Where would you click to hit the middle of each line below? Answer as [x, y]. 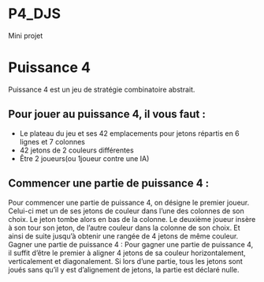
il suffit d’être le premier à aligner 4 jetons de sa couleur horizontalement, [127, 253]
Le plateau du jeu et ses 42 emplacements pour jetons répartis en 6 [130, 133]
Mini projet [26, 36]
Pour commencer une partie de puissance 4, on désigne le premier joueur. [129, 202]
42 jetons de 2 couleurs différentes [76, 150]
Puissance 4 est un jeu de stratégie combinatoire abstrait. [102, 89]
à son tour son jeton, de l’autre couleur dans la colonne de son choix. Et [124, 227]
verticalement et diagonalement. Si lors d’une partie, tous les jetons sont [125, 261]
